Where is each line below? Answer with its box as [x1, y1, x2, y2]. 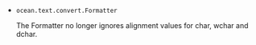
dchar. [15, 30, 38, 39]
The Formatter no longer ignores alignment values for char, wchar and [15, 21, 249, 30]
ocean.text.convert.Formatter [15, 6, 118, 14]
